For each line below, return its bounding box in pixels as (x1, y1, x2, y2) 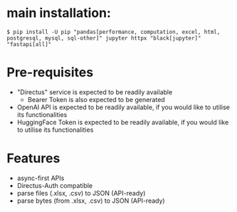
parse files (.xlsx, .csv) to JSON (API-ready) (16, 189, 146, 197)
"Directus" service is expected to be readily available (16, 87, 173, 96)
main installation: (6, 5, 112, 21)
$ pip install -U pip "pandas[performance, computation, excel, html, (6, 28, 221, 35)
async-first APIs (16, 174, 65, 182)
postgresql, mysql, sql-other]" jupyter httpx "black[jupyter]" (6, 34, 201, 42)
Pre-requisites (6, 65, 94, 81)
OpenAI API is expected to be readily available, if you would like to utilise (16, 103, 231, 111)
